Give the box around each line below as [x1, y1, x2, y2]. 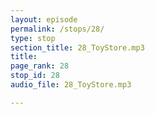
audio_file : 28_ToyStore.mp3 [10, 80, 132, 90]
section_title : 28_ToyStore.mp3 [10, 42, 145, 53]
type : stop [10, 33, 56, 43]
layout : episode [10, 14, 78, 25]
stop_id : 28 [10, 71, 60, 81]
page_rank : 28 [10, 61, 70, 71]
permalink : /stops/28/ [10, 24, 105, 34]
